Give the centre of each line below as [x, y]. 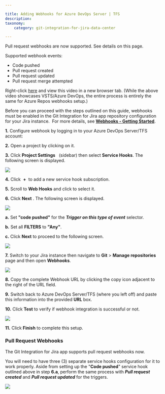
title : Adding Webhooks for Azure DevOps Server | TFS [63, 14]
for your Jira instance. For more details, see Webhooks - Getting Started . [81, 121]
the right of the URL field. [31, 285]
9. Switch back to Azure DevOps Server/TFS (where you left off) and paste [81, 294]
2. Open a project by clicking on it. [40, 146]
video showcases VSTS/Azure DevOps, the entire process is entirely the [78, 96]
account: [14, 136]
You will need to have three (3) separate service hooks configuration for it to [82, 361]
